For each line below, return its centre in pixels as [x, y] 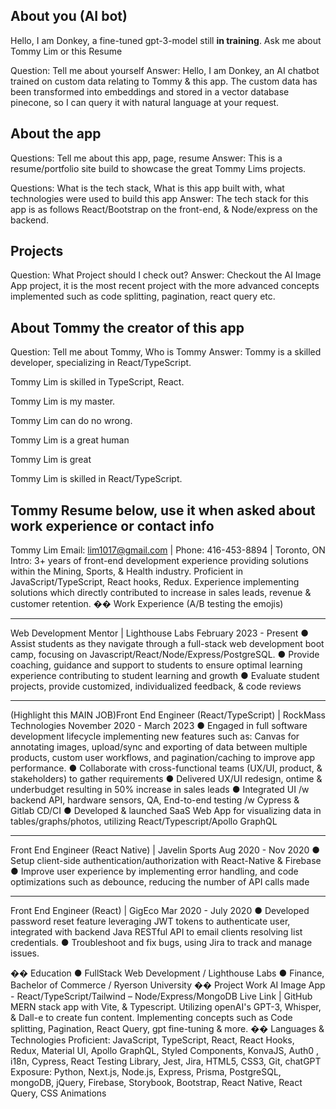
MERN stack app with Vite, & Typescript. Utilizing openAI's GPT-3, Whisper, [166, 1007]
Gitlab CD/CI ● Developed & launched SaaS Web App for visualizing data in [166, 811]
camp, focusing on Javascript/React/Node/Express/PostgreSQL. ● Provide [165, 655]
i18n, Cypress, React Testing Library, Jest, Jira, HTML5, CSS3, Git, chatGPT [166, 1061]
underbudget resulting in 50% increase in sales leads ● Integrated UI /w [160, 790]
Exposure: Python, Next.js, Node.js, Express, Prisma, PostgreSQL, [146, 1072]
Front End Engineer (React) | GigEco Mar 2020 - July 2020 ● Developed [160, 911]
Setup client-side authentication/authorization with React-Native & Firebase [166, 861]
